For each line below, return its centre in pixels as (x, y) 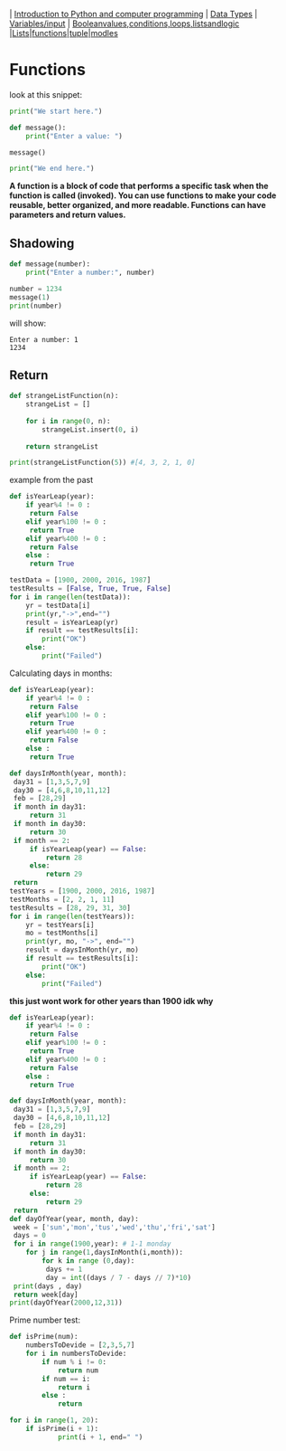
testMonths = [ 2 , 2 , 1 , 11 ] (62, 899)
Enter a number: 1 (44, 339)
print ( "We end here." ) (52, 169)
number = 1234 (36, 289)
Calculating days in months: (61, 673)
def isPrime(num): (44, 1337)
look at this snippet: (46, 94)
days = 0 (30, 1236)
